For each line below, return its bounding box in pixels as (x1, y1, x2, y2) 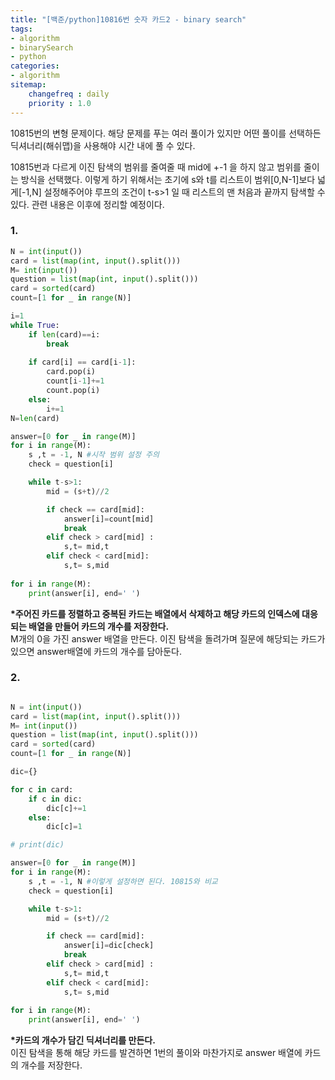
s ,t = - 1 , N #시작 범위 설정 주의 (28, 450, 160, 460)
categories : (10, 61, 60, 71)
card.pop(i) (46, 367, 97, 377)
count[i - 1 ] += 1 (46, 376, 105, 386)
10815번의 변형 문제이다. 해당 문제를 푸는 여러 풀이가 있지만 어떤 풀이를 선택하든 (10, 127, 322, 139)
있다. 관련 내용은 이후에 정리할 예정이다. (10, 198, 165, 210)
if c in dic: (28, 794, 83, 804)
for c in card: (10, 784, 74, 795)
